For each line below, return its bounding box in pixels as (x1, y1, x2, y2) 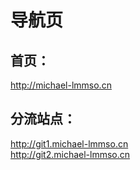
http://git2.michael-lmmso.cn (10, 148, 131, 160)
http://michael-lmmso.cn (10, 79, 112, 91)
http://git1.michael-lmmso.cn (10, 137, 129, 150)
